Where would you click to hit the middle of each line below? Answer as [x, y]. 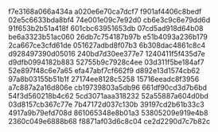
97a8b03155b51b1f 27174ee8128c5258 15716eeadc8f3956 [104, 79]
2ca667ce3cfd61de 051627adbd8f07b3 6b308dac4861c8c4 [107, 45]
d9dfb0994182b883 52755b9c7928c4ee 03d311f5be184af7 [106, 62]
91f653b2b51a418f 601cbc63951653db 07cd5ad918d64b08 [106, 28]
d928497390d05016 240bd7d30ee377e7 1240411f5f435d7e [107, 54]
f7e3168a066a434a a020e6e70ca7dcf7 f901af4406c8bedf [105, 12]
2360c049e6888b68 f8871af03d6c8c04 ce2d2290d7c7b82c [109, 121]
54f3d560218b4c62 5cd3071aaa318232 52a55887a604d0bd [109, 96]
